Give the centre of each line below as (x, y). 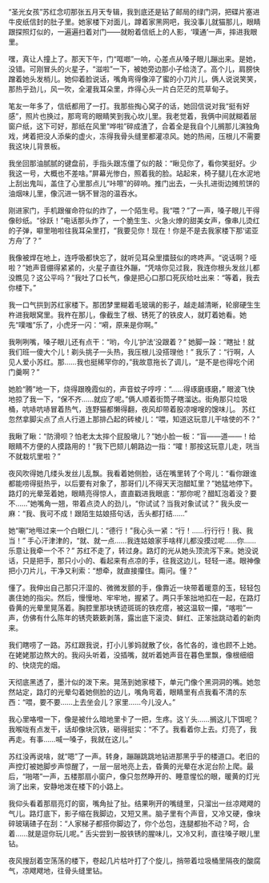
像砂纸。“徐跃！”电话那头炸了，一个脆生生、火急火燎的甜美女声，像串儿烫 (131, 220)
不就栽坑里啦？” (35, 456)
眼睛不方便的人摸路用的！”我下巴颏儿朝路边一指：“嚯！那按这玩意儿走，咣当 (134, 446)
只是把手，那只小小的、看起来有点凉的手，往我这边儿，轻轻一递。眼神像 (141, 561)
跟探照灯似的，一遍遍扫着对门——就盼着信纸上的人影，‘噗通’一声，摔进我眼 (133, 32)
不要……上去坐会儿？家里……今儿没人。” (111, 702)
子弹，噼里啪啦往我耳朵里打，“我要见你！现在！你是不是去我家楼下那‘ (130, 230)
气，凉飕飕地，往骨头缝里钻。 (57, 871)
